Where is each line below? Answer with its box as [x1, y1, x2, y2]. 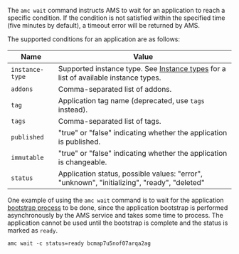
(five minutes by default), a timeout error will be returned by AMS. [7, 21, 201, 29]
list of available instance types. [58, 73, 161, 83]
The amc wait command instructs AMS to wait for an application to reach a [7, 6, 225, 14]
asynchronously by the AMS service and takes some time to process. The [7, 211, 224, 219]
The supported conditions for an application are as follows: [7, 35, 180, 43]
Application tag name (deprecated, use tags [58, 96, 205, 105]
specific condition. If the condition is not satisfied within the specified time [7, 14, 225, 22]
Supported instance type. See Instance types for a [58, 64, 226, 73]
